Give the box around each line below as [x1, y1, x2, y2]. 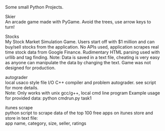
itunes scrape [5, 105, 33, 110]
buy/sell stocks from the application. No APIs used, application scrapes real [5, 44, 159, 50]
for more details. [5, 85, 39, 90]
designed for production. [5, 65, 56, 71]
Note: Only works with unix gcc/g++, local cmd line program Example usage [5, 90, 161, 96]
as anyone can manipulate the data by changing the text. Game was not [5, 60, 151, 65]
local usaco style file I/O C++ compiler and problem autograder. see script [5, 79, 156, 85]
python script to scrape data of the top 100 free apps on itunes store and [5, 110, 153, 116]
